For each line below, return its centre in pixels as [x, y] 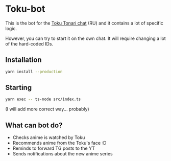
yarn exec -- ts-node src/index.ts [43, 99]
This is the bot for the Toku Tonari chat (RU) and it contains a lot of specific [84, 23]
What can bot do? [34, 125]
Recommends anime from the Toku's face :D [59, 143]
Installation [23, 60]
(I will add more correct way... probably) [47, 109]
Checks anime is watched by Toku [49, 137]
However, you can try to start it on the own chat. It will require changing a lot [86, 38]
